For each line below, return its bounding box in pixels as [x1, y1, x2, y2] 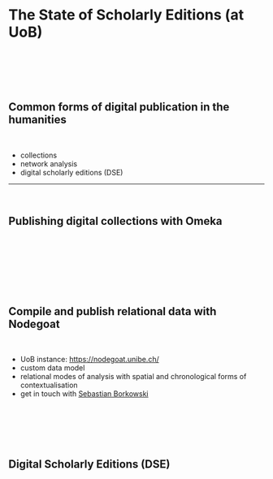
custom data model [19, 363, 85, 373]
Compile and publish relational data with [8, 304, 217, 318]
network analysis [19, 158, 78, 168]
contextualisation [19, 380, 79, 391]
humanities [8, 113, 67, 127]
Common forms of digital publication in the [8, 100, 230, 114]
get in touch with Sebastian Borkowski [19, 389, 149, 399]
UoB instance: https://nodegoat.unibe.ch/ [19, 355, 160, 365]
